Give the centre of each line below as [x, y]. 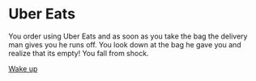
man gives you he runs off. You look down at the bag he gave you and [125, 44]
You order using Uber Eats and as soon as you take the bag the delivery [128, 36]
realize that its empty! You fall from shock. [79, 53]
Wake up [23, 68]
